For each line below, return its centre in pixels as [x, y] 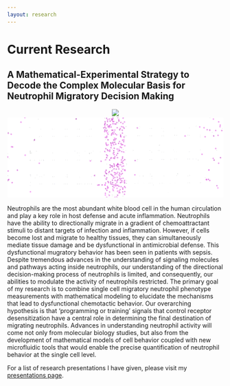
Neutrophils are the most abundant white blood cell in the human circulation [114, 208]
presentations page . [35, 376]
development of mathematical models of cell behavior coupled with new [109, 340]
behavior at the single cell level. [52, 355]
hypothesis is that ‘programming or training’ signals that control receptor [110, 311]
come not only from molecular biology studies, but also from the [98, 333]
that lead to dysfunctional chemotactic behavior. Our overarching [99, 303]
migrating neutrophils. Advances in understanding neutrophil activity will [110, 325]
